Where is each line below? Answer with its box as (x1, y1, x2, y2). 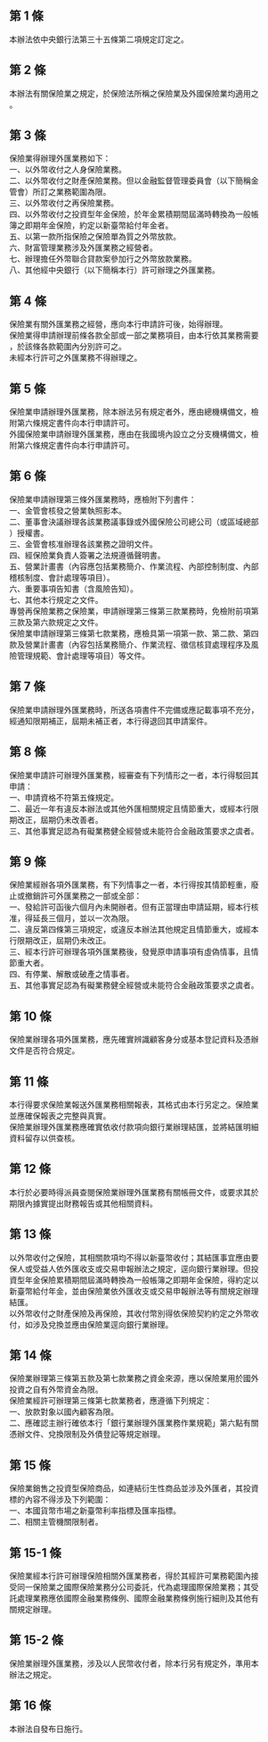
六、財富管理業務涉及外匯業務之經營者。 (9, 242, 158, 253)
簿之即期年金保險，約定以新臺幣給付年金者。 (9, 220, 174, 230)
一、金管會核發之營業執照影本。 (9, 505, 126, 515)
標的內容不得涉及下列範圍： (9, 1495, 111, 1505)
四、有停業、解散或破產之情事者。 (9, 968, 134, 980)
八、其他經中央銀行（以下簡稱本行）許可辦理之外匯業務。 (9, 264, 220, 275)
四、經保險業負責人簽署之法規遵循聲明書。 (9, 549, 166, 560)
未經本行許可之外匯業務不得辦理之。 (9, 352, 142, 364)
